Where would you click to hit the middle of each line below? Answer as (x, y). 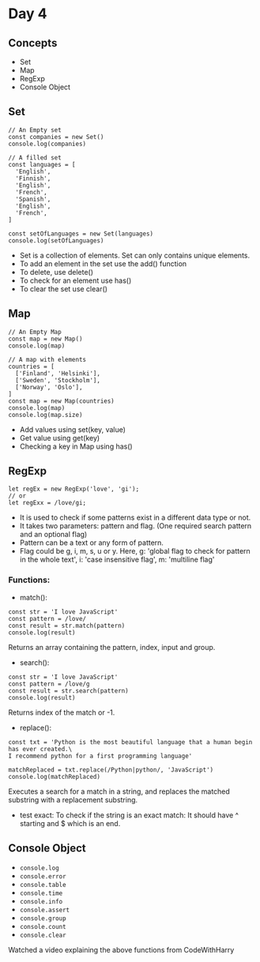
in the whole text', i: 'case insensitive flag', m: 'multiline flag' (117, 560)
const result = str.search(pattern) (68, 691)
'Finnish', (33, 178)
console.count (43, 926)
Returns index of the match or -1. (62, 712)
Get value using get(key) (60, 438)
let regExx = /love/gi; (47, 503)
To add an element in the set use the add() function (103, 263)
